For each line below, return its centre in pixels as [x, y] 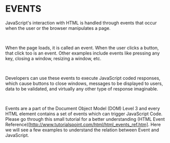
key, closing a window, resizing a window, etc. [53, 58]
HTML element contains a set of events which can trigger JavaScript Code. [84, 114]
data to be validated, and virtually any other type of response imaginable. [82, 88]
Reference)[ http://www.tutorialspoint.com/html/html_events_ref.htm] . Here [83, 124]
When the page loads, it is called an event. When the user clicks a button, [82, 47]
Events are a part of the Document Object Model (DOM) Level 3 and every [83, 108]
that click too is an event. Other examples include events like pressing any [82, 53]
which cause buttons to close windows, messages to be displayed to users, [84, 83]
